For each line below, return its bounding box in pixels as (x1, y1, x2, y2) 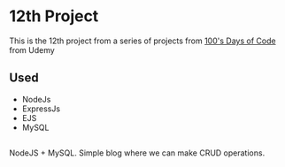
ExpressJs (21, 103, 60, 114)
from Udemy (9, 44, 55, 55)
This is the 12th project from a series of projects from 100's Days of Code (9, 35, 276, 46)
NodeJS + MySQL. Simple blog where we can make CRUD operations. (9, 148, 266, 158)
